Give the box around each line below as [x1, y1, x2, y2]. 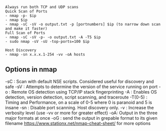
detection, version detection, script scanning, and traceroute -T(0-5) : [5, 94, 148, 100]
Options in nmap [5, 65, 57, 74]
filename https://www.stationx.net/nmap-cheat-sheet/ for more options [5, 120, 151, 126]
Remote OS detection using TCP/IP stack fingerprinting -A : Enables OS [11, 89, 157, 95]
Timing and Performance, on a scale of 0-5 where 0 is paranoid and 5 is [5, 99, 152, 105]
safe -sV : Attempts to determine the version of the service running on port [5, 84, 158, 90]
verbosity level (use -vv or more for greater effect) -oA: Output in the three [5, 110, 158, 116]
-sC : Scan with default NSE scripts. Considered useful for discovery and [5, 78, 154, 84]
